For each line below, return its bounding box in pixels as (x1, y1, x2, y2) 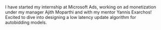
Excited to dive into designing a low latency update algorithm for (5, 15, 136, 20)
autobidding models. (5, 19, 47, 25)
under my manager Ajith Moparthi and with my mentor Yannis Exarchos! (5, 9, 152, 15)
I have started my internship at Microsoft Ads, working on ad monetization (5, 4, 156, 10)
